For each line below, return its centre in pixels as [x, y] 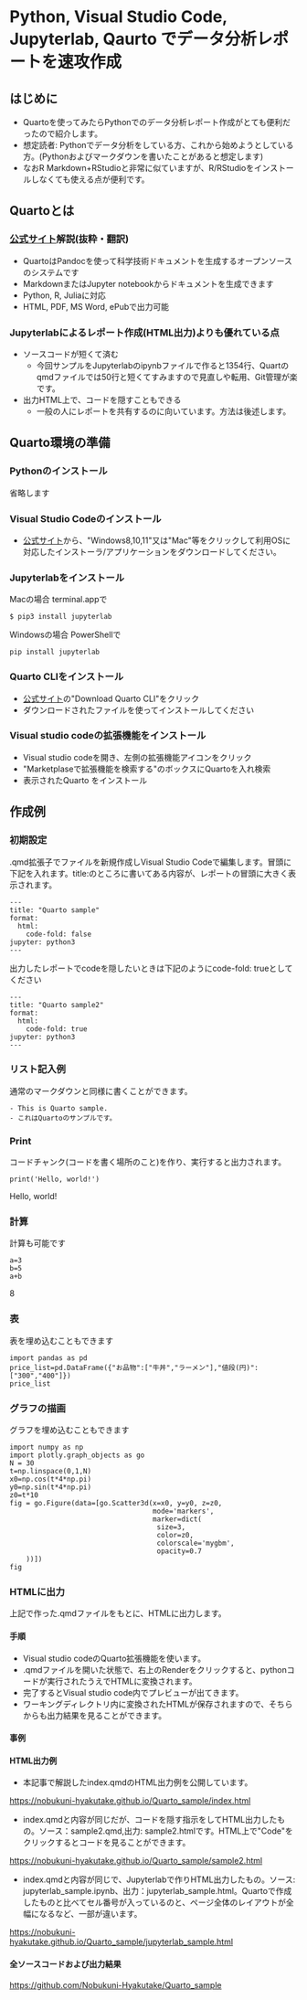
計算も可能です [37, 1243]
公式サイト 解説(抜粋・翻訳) [69, 239]
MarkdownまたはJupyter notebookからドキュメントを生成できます [148, 283]
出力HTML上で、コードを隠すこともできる [102, 399]
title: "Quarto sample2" [57, 1005]
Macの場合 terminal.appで [58, 600]
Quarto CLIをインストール [67, 676]
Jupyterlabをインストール [67, 578]
